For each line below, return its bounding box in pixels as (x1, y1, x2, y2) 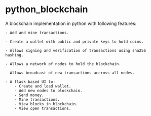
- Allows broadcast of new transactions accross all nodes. (5, 70, 135, 75)
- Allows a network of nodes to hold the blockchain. (5, 61, 122, 67)
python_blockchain (5, 4, 88, 15)
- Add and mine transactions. (5, 30, 69, 35)
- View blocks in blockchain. (14, 101, 79, 106)
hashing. (5, 52, 24, 57)
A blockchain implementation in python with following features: (5, 20, 137, 26)
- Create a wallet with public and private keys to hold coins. (5, 39, 144, 44)
